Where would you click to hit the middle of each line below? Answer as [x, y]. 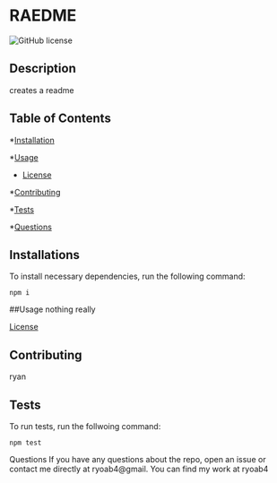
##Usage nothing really [52, 309]
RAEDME [43, 16]
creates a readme [42, 90]
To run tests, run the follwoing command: [85, 426]
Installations [45, 255]
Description [43, 69]
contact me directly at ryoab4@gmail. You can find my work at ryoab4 [139, 469]
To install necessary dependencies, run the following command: [127, 276]
